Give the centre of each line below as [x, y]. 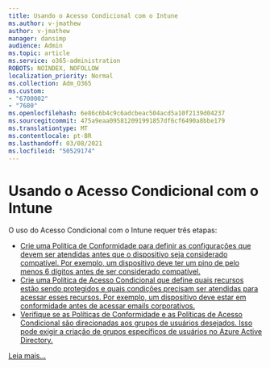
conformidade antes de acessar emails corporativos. [108, 306]
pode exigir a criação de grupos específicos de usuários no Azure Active [141, 332]
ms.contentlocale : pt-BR [50, 136]
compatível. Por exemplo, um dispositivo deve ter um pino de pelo [130, 263]
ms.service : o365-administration [64, 61]
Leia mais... [27, 356]
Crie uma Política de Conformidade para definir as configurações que [135, 246]
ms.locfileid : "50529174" [52, 151]
